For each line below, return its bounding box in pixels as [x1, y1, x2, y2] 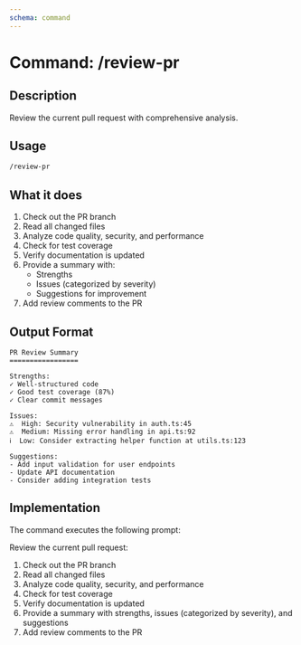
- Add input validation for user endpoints [9, 460, 176, 469]
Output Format [9, 324, 94, 339]
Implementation [9, 500, 101, 516]
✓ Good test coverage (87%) [9, 387, 116, 396]
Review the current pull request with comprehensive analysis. [9, 112, 239, 123]
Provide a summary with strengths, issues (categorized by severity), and [22, 607, 293, 618]
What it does [9, 187, 83, 203]
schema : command [9, 13, 71, 23]
